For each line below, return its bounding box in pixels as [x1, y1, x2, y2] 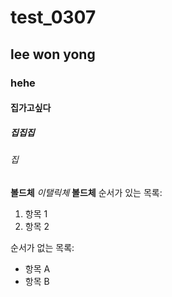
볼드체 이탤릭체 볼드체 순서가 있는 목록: [10, 186, 163, 198]
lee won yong [10, 46, 96, 63]
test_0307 [10, 6, 97, 29]
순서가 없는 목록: [10, 241, 75, 253]
